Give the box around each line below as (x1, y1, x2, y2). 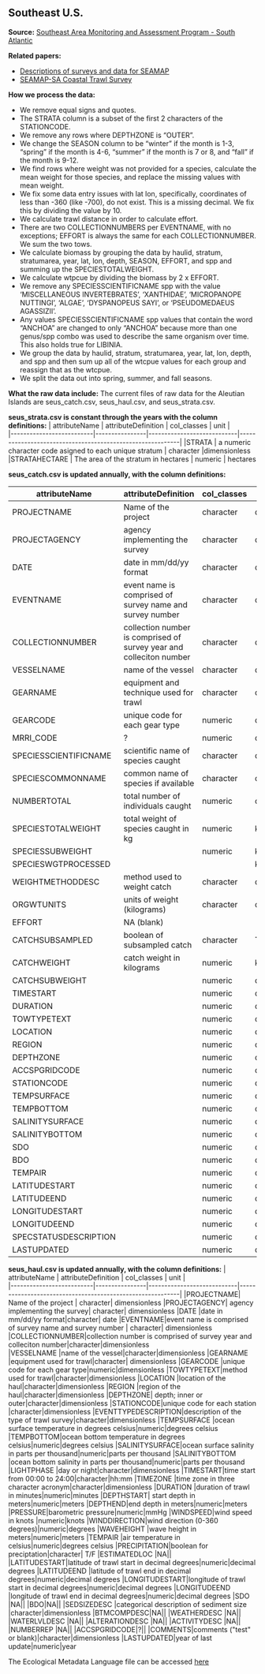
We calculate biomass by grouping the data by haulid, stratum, (19, 248, 223, 257)
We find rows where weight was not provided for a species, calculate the (19, 163, 257, 173)
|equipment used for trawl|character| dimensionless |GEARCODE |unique (8, 1356, 246, 1366)
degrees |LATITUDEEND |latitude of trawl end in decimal (8, 1566, 192, 1575)
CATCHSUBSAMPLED (12, 934, 93, 945)
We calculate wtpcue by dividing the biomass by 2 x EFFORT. (19, 272, 219, 282)
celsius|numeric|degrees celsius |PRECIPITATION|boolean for (8, 1541, 209, 1550)
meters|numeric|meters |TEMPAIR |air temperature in (8, 1532, 181, 1541)
